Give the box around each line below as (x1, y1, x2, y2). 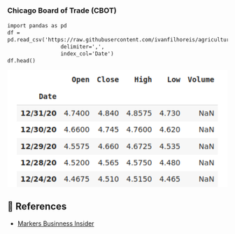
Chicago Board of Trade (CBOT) (7, 6, 117, 15)
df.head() (7, 57, 36, 64)
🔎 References (7, 200, 67, 212)
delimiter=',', (60, 43, 105, 50)
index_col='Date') (60, 50, 114, 57)
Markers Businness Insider (17, 219, 94, 228)
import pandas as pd (7, 22, 68, 29)
